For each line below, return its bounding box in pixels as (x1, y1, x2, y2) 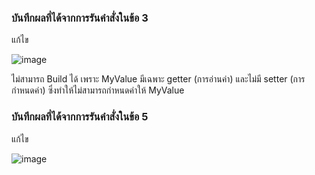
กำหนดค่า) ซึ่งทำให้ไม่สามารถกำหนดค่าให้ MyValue (11, 84, 185, 96)
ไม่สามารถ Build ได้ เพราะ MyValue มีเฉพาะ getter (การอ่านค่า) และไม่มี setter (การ (11, 73, 306, 85)
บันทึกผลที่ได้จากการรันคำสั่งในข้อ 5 (11, 110, 149, 124)
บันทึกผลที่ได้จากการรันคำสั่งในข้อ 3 (11, 11, 149, 25)
